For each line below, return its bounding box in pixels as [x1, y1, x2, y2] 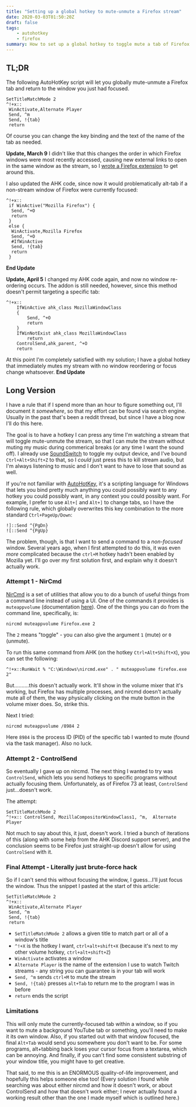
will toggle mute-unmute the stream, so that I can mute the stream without [6, 437, 185, 444]
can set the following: [6, 655, 59, 662]
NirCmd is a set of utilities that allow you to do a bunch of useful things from [6, 590, 190, 598]
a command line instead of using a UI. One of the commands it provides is [6, 597, 184, 604]
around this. [6, 168, 35, 176]
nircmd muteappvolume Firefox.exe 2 [6, 620, 95, 627]
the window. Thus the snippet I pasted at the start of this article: [6, 883, 160, 890]
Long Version [6, 386, 56, 396]
